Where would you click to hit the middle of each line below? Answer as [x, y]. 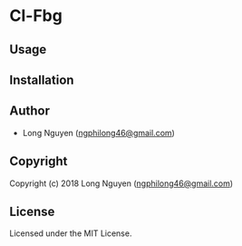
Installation [42, 79]
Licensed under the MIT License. [71, 233]
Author [29, 111]
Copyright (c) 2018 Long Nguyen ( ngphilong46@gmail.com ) [121, 183]
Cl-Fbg [36, 16]
